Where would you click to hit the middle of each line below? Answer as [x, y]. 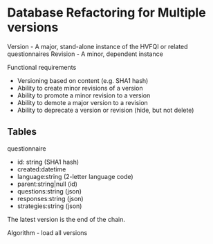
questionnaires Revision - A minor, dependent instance [85, 54]
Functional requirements [42, 67]
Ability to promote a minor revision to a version [84, 95]
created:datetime [41, 169]
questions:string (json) [49, 191]
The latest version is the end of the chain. [66, 219]
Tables [22, 132]
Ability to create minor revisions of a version [80, 88]
